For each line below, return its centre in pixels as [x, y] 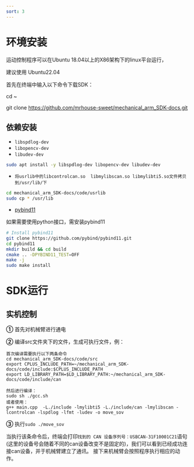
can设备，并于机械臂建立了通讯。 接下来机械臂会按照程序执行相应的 [93, 451]
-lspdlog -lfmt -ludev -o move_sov [81, 413]
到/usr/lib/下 [31, 183]
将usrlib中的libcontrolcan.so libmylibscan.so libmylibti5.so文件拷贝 [101, 177]
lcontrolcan [20, 413]
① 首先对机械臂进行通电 [36, 329]
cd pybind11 [20, 243]
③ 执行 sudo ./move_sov [35, 424]
